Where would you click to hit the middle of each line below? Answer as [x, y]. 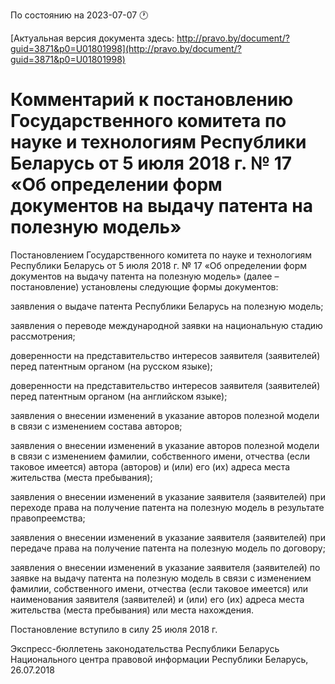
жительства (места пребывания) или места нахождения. [132, 610]
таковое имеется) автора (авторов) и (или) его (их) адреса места [150, 466]
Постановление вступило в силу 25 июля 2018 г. [114, 629]
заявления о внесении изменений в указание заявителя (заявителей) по [165, 567]
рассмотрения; [43, 336]
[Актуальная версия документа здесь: [92, 38]
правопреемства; [48, 518]
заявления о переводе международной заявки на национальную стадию [166, 325]
